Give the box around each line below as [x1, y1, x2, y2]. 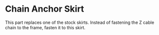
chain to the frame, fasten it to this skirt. [5, 24, 86, 30]
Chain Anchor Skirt [5, 3, 84, 15]
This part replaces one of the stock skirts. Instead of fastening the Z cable [5, 19, 155, 25]
